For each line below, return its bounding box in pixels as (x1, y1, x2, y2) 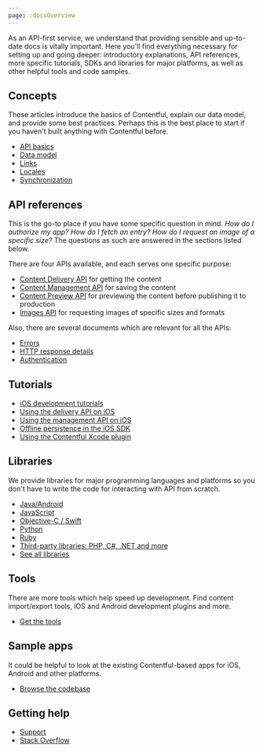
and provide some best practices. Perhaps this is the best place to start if (8, 119, 245, 128)
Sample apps (8, 640, 73, 653)
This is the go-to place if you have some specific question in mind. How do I (8, 219, 254, 229)
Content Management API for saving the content (19, 283, 177, 292)
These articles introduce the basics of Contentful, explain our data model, (8, 110, 247, 119)
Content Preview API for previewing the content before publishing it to (19, 292, 247, 301)
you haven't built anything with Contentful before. (8, 127, 169, 136)
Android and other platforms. (8, 669, 102, 678)
